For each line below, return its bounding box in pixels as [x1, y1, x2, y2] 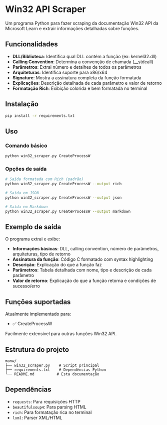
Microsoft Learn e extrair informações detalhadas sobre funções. [5, 25, 139, 31]
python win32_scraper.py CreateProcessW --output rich [5, 182, 122, 187]
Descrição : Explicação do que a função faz [12, 262, 102, 268]
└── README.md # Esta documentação [5, 371, 99, 377]
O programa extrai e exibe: [5, 236, 60, 242]
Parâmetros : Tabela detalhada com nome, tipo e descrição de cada [12, 267, 152, 273]
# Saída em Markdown [5, 204, 48, 209]
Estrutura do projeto [5, 345, 69, 354]
